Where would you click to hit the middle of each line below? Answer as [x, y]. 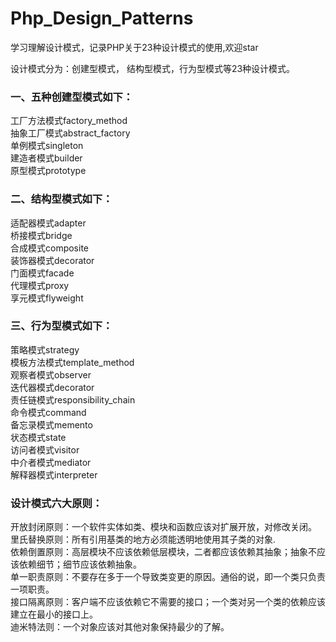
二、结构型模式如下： [61, 199]
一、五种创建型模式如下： [72, 97]
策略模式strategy [45, 349]
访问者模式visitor [45, 449]
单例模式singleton [47, 146]
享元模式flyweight [47, 298]
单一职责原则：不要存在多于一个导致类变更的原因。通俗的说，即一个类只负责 [168, 577]
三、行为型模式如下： [61, 326]
